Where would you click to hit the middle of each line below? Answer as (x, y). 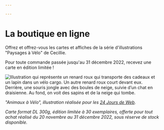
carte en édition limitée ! (30, 67)
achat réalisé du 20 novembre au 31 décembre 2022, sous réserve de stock (82, 117)
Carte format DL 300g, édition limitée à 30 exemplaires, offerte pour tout (79, 112)
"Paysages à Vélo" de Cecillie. (36, 53)
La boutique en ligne (48, 34)
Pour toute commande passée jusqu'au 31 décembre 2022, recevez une (78, 62)
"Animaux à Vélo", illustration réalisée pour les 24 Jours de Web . (71, 102)
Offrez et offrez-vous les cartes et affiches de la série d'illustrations (74, 47)
